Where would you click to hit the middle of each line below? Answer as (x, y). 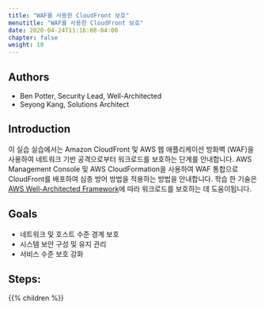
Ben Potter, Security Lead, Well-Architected (91, 96)
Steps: (25, 279)
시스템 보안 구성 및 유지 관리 (63, 244)
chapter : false (33, 38)
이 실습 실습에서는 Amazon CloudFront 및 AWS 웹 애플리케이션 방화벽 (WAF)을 (131, 149)
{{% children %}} (36, 298)
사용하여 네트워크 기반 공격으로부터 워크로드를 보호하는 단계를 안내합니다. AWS (130, 159)
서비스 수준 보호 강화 (51, 254)
